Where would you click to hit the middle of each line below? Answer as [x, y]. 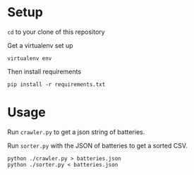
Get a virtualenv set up [40, 45]
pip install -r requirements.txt [56, 84]
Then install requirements [44, 71]
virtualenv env [30, 58]
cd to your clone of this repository [56, 32]
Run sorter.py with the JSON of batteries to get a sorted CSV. [97, 145]
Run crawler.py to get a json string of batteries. [76, 132]
